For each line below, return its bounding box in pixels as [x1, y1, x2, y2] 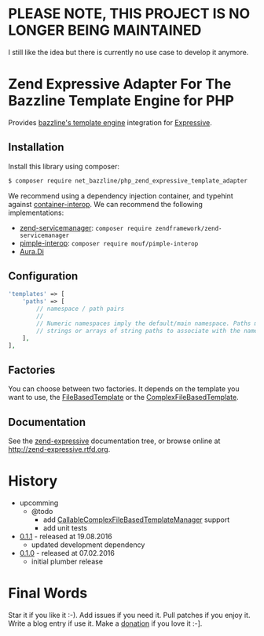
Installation [8, 141, 64, 154]
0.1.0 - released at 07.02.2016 [19, 548, 115, 557]
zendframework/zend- [155, 224, 222, 232]
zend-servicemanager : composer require [19, 223, 152, 232]
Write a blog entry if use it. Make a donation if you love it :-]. [8, 619, 203, 628]
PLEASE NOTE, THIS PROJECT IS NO [8, 5, 250, 23]
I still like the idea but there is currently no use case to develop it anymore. [8, 47, 249, 57]
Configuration [8, 269, 79, 283]
